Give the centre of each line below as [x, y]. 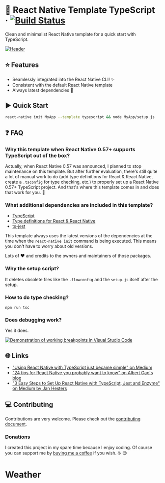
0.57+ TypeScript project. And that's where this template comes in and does [82, 187]
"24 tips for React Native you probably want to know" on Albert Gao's [82, 373]
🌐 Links [17, 356]
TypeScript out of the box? [38, 156]
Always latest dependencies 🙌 [43, 90]
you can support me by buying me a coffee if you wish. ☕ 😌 [66, 453]
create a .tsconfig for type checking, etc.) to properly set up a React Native [82, 182]
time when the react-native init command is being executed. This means [81, 241]
